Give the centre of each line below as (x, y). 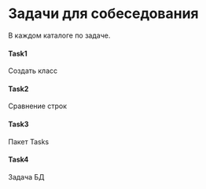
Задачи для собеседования (103, 14)
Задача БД (26, 176)
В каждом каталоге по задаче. (59, 35)
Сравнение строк (38, 106)
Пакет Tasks (29, 141)
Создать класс (33, 71)
